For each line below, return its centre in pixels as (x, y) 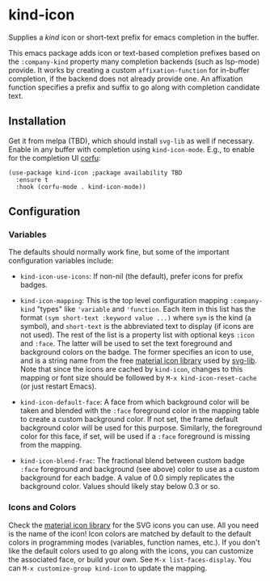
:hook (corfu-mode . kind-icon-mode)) (81, 187)
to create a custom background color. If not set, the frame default (129, 419)
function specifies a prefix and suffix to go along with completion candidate (134, 87)
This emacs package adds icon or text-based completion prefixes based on (134, 53)
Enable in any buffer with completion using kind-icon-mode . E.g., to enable (131, 149)
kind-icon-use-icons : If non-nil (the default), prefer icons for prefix (131, 276)
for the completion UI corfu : (55, 158)
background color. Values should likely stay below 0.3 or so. (120, 486)
